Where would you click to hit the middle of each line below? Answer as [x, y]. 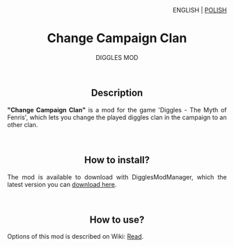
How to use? [117, 219]
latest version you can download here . [62, 184]
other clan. [23, 124]
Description [117, 93]
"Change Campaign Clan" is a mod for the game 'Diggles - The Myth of [117, 110]
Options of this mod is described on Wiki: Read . [76, 237]
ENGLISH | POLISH [200, 10]
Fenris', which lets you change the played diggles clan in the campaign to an [117, 117]
